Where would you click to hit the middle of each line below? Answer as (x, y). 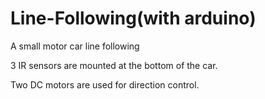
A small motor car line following (75, 46)
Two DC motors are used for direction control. (105, 84)
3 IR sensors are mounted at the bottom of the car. (114, 65)
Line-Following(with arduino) (133, 18)
